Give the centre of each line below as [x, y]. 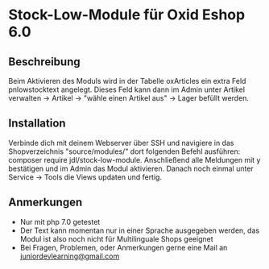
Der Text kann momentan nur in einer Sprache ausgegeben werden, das [140, 230]
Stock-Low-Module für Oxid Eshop [127, 15]
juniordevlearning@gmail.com [70, 256]
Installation [37, 124]
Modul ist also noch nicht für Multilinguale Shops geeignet [116, 238]
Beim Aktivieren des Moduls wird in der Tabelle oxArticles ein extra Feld [127, 81]
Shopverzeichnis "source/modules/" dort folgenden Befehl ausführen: [124, 151]
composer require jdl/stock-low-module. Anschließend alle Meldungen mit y [134, 159]
